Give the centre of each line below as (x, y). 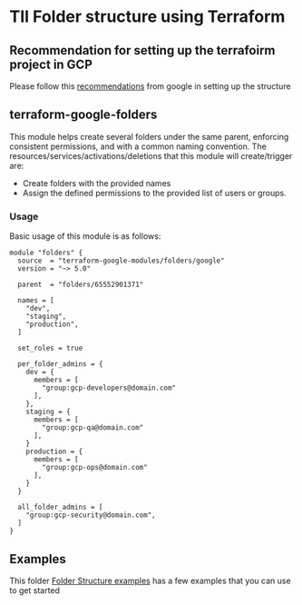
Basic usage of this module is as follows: (85, 236)
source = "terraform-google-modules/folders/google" (121, 261)
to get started (35, 590)
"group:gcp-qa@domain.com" (93, 428)
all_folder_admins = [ (60, 507)
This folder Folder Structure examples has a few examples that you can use (151, 580)
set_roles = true (50, 348)
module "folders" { (46, 253)
